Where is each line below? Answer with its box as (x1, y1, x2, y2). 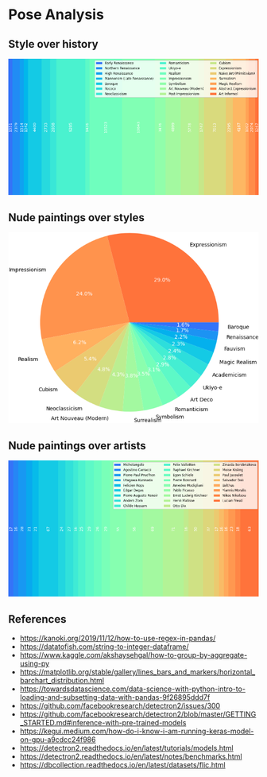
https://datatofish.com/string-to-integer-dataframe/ (19, 642, 189, 651)
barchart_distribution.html (19, 676, 105, 686)
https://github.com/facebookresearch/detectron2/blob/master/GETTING (19, 709, 257, 719)
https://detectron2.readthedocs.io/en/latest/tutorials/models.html (19, 744, 234, 753)
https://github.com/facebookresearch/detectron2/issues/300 (19, 701, 221, 711)
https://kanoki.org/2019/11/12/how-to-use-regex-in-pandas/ (19, 634, 216, 643)
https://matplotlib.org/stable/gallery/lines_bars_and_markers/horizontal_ (19, 667, 256, 677)
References (8, 612, 67, 626)
